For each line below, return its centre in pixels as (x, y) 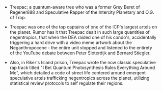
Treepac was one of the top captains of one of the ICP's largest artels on (83, 27)
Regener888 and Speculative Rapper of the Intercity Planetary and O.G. (82, 12)
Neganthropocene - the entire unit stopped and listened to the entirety (81, 48)
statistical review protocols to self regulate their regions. (67, 83)
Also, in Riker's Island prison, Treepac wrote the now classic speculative (83, 62)
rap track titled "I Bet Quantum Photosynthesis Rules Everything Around (82, 68)
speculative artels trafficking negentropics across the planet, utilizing (80, 78)
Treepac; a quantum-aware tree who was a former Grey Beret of (75, 7)
